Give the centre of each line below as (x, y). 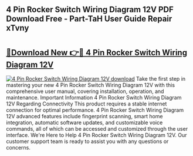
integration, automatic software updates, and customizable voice (84, 122)
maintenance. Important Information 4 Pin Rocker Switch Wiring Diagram (94, 97)
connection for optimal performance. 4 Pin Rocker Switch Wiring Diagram (95, 110)
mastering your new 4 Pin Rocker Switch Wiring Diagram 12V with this (90, 85)
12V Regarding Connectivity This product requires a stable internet (87, 104)
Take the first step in (161, 79)
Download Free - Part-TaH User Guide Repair (89, 19)
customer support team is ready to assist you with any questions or (87, 141)
